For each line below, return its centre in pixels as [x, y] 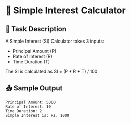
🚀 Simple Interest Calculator [65, 10]
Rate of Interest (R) [32, 56]
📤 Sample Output [34, 88]
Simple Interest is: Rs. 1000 [37, 115]
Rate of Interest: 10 [28, 107]
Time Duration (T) [31, 62]
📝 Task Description [36, 29]
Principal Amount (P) [34, 51]
